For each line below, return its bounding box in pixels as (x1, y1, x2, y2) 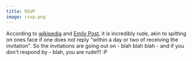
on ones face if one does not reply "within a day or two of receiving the (6, 36, 178, 43)
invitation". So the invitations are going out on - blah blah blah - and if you (6, 42, 184, 49)
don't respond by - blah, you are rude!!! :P (6, 48, 107, 55)
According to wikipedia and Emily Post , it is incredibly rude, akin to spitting (6, 30, 187, 37)
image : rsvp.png (6, 14, 46, 20)
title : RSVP (6, 8, 35, 15)
